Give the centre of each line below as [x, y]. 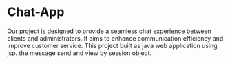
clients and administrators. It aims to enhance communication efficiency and [115, 38]
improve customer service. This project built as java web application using [113, 45]
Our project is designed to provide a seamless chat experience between [109, 31]
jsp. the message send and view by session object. [80, 53]
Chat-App [36, 12]
